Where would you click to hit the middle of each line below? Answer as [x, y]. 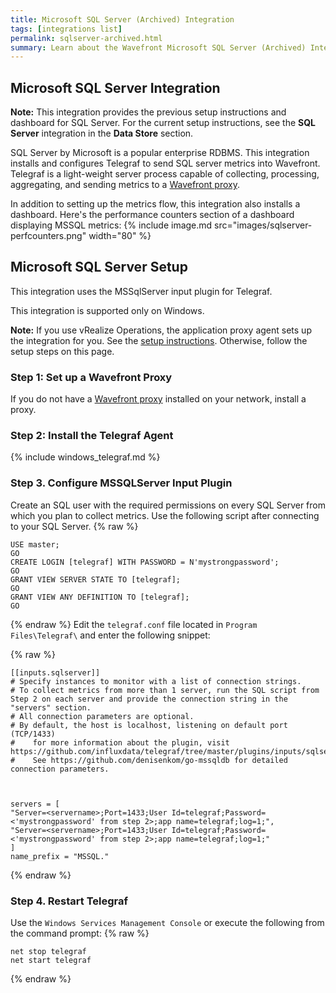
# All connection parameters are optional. [102, 716]
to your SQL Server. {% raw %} [74, 526]
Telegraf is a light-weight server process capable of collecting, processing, [165, 174]
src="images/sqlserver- [263, 225]
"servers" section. [51, 707]
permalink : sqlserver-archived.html [86, 38]
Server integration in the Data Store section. [102, 133]
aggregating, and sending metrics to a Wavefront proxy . [125, 185]
